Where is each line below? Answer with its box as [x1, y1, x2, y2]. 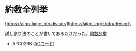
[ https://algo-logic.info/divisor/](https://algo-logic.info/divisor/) [5, 20, 131, 26]
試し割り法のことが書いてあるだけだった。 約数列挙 [5, 30, 107, 36]
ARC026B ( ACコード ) [12, 40, 55, 46]
